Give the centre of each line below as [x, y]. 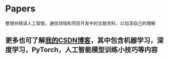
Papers [20, 9]
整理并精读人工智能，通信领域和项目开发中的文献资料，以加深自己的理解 [80, 23]
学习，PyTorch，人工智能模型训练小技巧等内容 [85, 50]
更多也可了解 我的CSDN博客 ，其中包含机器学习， [81, 40]
